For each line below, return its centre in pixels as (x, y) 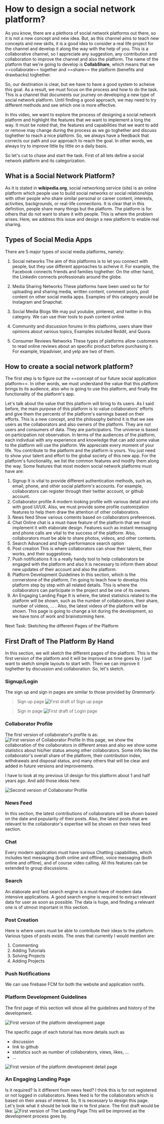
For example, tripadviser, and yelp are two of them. (64, 351)
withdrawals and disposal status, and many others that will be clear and (77, 760)
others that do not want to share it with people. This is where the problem (79, 214)
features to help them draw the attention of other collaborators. (76, 512)
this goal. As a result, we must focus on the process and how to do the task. (82, 89)
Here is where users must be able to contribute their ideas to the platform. (80, 930)
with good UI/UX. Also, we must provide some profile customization (81, 507)
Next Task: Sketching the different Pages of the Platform (62, 626)
